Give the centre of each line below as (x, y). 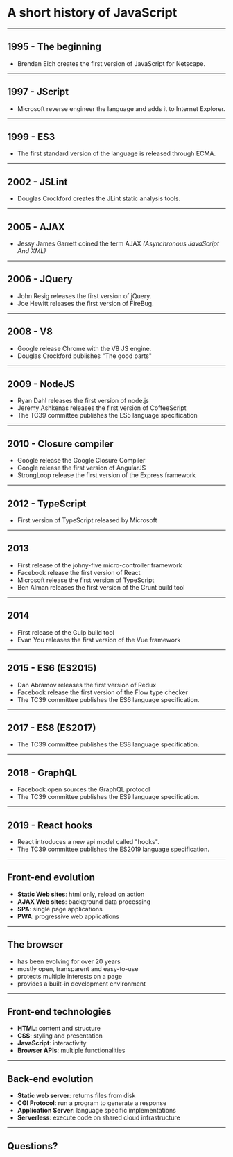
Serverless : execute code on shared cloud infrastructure (98, 1117)
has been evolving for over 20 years (69, 961)
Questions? (33, 1146)
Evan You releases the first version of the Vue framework (99, 640)
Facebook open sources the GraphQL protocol (84, 789)
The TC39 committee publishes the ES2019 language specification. (113, 849)
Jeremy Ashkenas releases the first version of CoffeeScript (102, 408)
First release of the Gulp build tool (66, 632)
